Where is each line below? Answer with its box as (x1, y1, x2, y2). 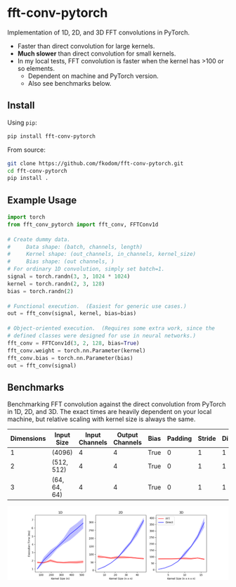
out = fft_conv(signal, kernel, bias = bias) (7, 310, 137, 317)
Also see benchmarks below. (27, 79, 112, 87)
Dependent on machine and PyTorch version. (27, 72, 159, 80)
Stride (197, 434, 216, 443)
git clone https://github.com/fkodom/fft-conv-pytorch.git (7, 160, 184, 167)
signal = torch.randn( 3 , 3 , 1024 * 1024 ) (7, 273, 131, 280)
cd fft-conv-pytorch (7, 167, 68, 174)
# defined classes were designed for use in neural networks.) (7, 333, 197, 340)
